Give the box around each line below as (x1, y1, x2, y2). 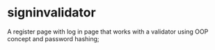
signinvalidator (7, 5, 96, 21)
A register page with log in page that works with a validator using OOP (7, 27, 209, 36)
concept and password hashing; (7, 34, 99, 42)
